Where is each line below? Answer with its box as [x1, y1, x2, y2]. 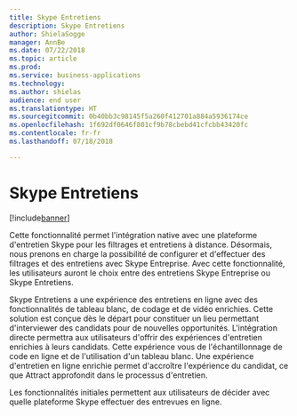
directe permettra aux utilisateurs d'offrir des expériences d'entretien [9, 332, 263, 342]
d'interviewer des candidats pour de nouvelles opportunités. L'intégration [9, 322, 278, 333]
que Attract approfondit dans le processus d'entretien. [9, 370, 208, 380]
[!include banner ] [9, 212, 70, 223]
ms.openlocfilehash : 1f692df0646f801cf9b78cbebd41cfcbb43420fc [9, 121, 249, 130]
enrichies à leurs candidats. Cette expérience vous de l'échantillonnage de [9, 341, 283, 352]
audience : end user [9, 95, 82, 105]
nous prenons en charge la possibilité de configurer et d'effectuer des [9, 248, 266, 259]
